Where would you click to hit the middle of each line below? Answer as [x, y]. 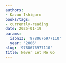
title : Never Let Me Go [30, 52]
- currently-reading [27, 24]
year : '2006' [23, 43]
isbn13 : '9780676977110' [36, 39]
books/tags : [18, 19]
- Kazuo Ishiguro [23, 15]
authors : [14, 10]
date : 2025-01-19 [23, 29]
